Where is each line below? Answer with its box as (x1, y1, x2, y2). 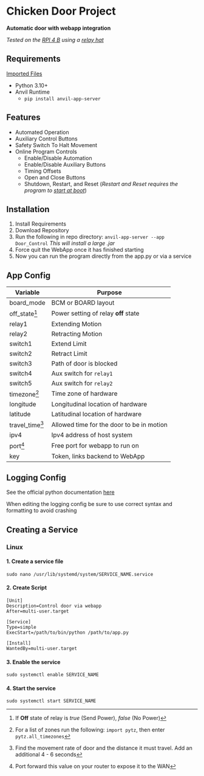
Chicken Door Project (6, 4, 117, 18)
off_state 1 (9, 308, 38, 318)
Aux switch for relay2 (51, 379, 114, 387)
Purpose (97, 288, 123, 297)
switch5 (9, 379, 32, 387)
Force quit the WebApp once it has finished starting (15, 246, 144, 254)
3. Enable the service (6, 658, 61, 665)
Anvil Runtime (15, 88, 50, 95)
